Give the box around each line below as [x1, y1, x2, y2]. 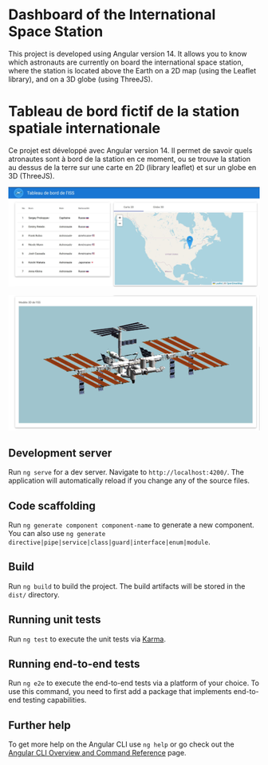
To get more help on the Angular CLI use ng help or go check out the [8, 739, 235, 749]
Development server [8, 446, 112, 459]
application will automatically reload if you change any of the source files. [8, 476, 250, 486]
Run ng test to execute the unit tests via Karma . [8, 634, 166, 644]
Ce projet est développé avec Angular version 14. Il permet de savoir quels [8, 145, 253, 155]
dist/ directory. [8, 590, 60, 599]
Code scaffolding [8, 499, 96, 512]
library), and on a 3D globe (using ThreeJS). [8, 74, 153, 84]
